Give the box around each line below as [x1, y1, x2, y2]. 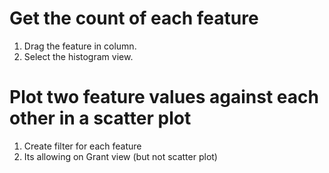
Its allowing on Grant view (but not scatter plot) [23, 150, 218, 162]
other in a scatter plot [9, 107, 192, 130]
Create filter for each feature [23, 140, 142, 152]
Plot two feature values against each [9, 86, 319, 109]
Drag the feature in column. [23, 40, 137, 52]
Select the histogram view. [23, 50, 134, 62]
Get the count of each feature [9, 7, 259, 30]
